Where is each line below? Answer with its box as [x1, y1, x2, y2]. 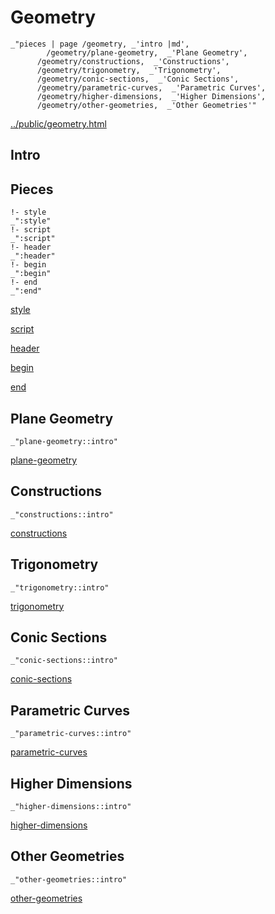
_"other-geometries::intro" [10, 874, 128, 885]
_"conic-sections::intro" [10, 656, 118, 666]
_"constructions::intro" [10, 509, 114, 520]
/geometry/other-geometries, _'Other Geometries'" [36, 100, 257, 110]
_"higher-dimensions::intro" [10, 802, 132, 812]
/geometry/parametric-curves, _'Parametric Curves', [36, 82, 267, 93]
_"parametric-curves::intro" [10, 729, 132, 739]
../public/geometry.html [10, 117, 107, 130]
